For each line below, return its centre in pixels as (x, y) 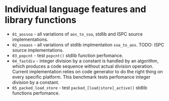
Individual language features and (75, 9)
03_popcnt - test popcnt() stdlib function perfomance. (68, 55)
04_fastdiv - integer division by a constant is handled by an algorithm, (85, 61)
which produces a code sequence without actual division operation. (83, 66)
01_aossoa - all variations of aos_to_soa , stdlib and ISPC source (77, 34)
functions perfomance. (36, 93)
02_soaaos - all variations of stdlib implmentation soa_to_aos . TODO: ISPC (88, 44)
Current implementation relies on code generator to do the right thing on (87, 71)
